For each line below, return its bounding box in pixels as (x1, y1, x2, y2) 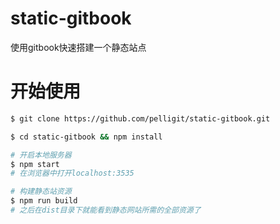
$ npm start (10, 159, 60, 169)
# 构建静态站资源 (10, 187, 72, 197)
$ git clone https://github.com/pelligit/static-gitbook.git (10, 113, 271, 124)
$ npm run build (10, 196, 78, 206)
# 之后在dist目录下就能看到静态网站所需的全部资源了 (10, 205, 202, 215)
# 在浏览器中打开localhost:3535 (10, 168, 135, 179)
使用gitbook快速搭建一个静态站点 (10, 41, 147, 53)
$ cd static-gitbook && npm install (10, 132, 163, 142)
